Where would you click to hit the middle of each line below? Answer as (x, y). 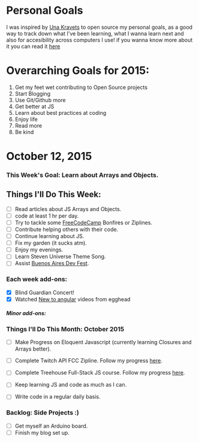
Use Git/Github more (40, 100)
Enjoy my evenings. (39, 250)
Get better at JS (34, 106)
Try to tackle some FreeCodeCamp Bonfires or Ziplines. (84, 223)
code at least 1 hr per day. (47, 216)
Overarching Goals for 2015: (78, 71)
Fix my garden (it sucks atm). (51, 243)
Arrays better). (33, 349)
